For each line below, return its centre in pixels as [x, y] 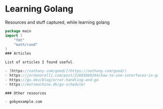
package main [18, 31]
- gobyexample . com [24, 102]
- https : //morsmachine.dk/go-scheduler [45, 84]
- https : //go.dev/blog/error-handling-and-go [52, 80]
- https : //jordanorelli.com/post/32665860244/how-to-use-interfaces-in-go [82, 75]
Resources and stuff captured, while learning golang [57, 22]
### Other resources [26, 93]
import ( [14, 35]
